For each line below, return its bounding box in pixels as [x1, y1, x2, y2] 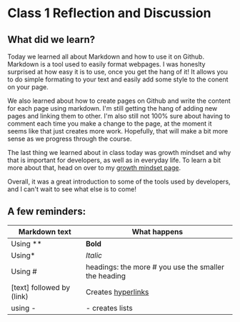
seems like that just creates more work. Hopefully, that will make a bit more [7, 127, 229, 135]
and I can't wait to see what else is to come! [7, 185, 137, 193]
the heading [85, 271, 126, 281]
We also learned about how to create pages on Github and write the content [7, 96, 231, 105]
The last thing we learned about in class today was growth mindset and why [7, 149, 231, 156]
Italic [85, 250, 102, 260]
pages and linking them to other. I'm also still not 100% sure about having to [7, 112, 231, 120]
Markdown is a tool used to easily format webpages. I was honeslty [7, 60, 206, 69]
